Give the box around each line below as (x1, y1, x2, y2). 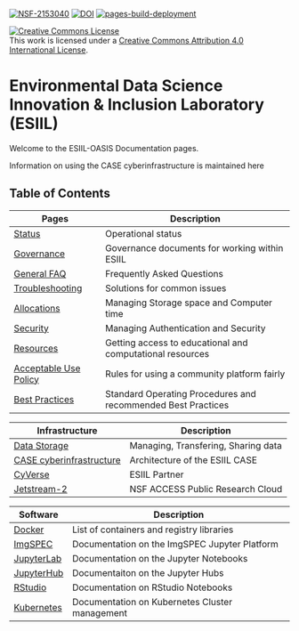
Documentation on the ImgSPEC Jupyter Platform (72, 538, 279, 550)
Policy (13, 373, 40, 385)
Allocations (13, 302, 61, 314)
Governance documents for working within (105, 241, 284, 254)
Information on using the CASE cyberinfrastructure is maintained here (9, 160, 265, 171)
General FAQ (13, 267, 67, 279)
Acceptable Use (13, 361, 81, 374)
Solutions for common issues (105, 281, 227, 294)
